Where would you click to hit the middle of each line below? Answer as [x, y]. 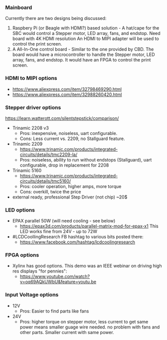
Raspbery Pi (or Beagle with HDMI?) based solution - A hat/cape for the [86, 28]
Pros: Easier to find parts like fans [54, 311]
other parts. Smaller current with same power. [67, 332]
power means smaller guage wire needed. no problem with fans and [90, 327]
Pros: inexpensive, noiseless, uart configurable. [69, 133]
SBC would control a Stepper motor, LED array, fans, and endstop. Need [86, 33]
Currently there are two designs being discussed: [56, 18]
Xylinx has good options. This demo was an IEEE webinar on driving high [87, 266]
